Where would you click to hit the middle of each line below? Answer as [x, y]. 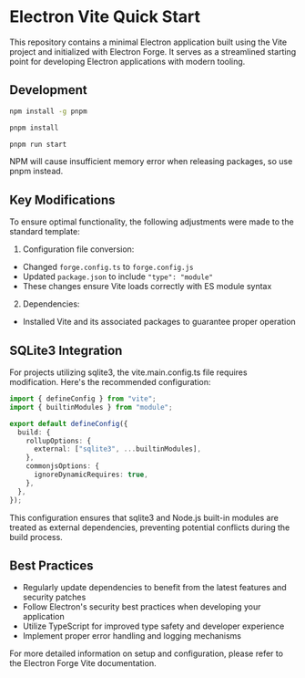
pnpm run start [38, 144]
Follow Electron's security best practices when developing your [142, 607]
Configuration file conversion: [78, 249]
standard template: [45, 232]
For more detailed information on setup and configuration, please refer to [147, 653]
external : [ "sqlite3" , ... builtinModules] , [117, 449]
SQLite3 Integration [66, 350]
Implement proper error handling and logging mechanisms [132, 636]
